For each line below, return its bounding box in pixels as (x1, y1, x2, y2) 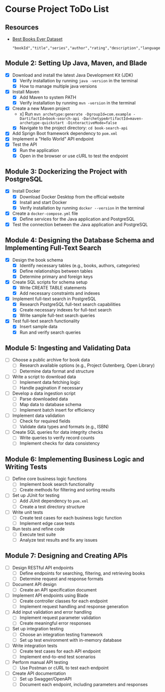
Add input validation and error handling (12, 609, 92, 615)
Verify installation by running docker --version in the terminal (19, 205, 144, 210)
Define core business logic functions (12, 476, 87, 482)
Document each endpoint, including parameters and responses (19, 682, 148, 688)
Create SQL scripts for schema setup (12, 279, 88, 285)
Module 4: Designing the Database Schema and (5, 236, 154, 244)
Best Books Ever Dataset (12, 36, 63, 42)
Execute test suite (19, 531, 56, 537)
